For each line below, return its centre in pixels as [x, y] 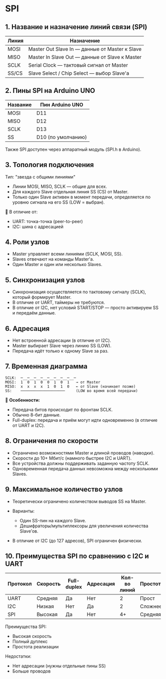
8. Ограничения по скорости [52, 441]
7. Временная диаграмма [46, 366]
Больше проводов [31, 671]
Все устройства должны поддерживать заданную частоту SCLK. [81, 463]
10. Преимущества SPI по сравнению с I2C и [77, 556]
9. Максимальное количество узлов [64, 489]
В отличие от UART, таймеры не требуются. [59, 303]
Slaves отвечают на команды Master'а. [53, 259]
